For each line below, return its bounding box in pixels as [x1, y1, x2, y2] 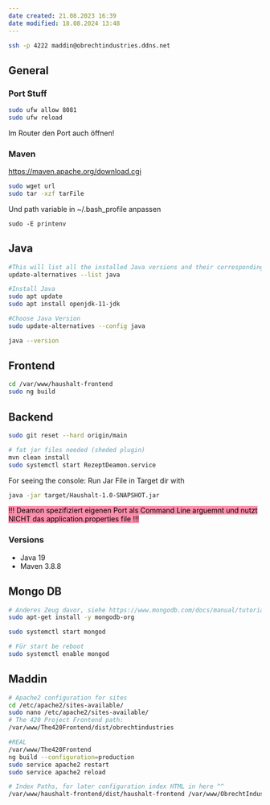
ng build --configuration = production [8, 753, 135, 761]
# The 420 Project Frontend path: [8, 716, 125, 724]
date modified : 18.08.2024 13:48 [8, 19, 121, 27]
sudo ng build [8, 388, 56, 396]
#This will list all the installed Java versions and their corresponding [8, 263, 264, 271]
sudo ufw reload [8, 114, 63, 122]
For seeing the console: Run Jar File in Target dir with [8, 475, 185, 485]
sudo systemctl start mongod [8, 628, 106, 637]
